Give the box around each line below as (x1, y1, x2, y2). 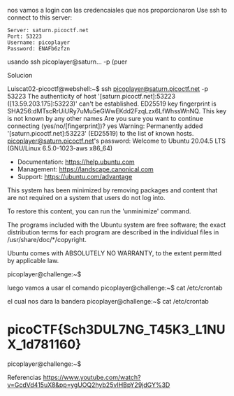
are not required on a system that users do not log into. (7, 194, 166, 201)
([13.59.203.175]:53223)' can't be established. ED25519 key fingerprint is (7, 99, 217, 108)
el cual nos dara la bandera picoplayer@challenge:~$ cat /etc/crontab (7, 297, 210, 305)
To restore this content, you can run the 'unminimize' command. (7, 207, 191, 215)
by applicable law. (7, 257, 59, 264)
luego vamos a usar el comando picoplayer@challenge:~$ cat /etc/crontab (7, 283, 223, 292)
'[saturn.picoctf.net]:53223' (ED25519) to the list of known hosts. (7, 129, 194, 137)
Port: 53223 (7, 33, 42, 40)
